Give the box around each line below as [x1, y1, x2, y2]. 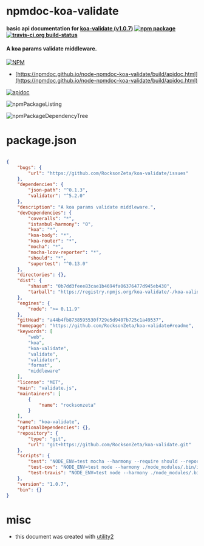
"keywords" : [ [17, 328, 53, 335]
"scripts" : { [17, 453, 50, 459]
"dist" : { [17, 278, 42, 284]
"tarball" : [28, 289, 56, 295]
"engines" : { [17, 300, 50, 306]
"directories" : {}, [17, 272, 67, 278]
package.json [6, 134, 77, 147]
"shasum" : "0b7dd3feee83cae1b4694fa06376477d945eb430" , [28, 283, 172, 289]
